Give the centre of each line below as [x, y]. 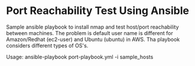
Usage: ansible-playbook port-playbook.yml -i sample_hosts [80, 57]
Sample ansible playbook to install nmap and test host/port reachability [92, 27]
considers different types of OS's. [47, 46]
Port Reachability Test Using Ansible [97, 11]
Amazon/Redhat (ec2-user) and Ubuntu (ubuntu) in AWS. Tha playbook [93, 39]
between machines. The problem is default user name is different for [90, 33]
